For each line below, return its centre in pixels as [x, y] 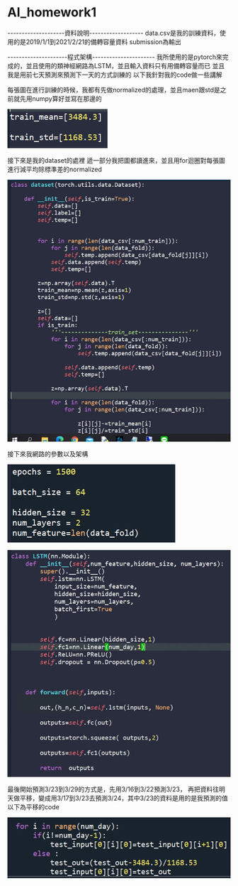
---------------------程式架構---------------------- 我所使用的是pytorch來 [115, 57]
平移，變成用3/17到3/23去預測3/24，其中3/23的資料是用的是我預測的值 [124, 798]
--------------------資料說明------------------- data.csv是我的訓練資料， [114, 33]
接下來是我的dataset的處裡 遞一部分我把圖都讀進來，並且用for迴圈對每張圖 [116, 160]
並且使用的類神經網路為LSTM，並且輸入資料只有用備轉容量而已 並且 [125, 65]
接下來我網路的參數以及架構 [48, 454]
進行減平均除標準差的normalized [55, 169]
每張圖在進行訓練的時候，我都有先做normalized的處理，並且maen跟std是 [114, 90]
